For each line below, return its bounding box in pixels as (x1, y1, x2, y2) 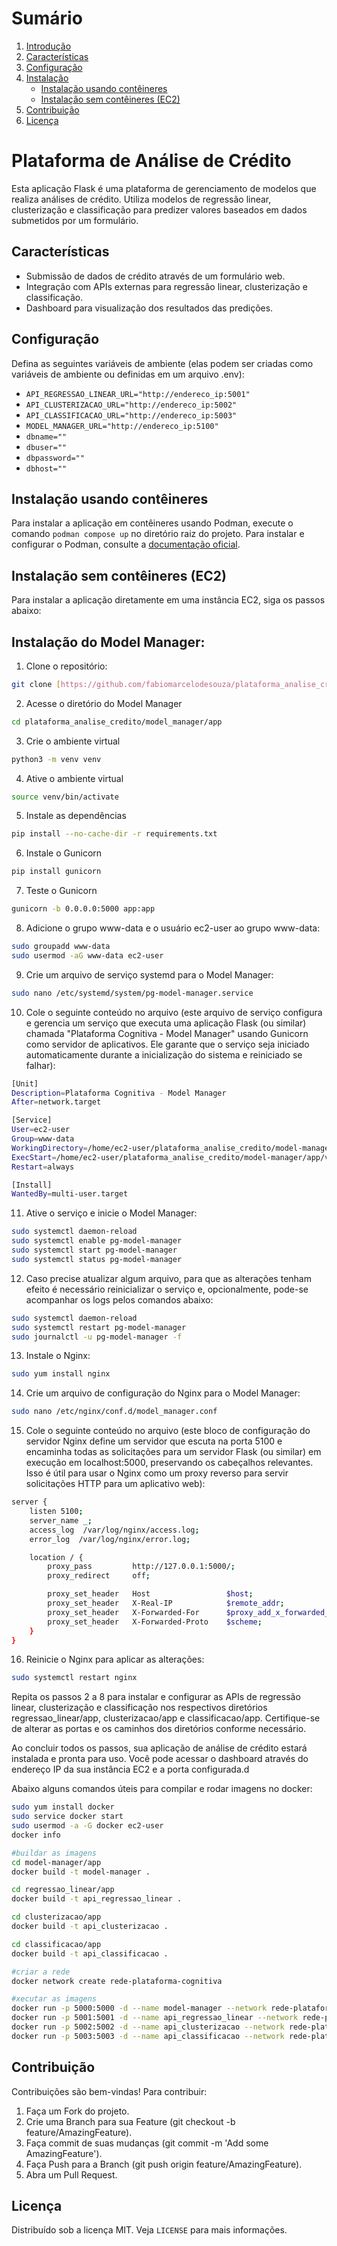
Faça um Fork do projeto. (25, 2105, 130, 2117)
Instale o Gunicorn (25, 847, 103, 859)
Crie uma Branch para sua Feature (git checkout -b (25, 2115, 236, 2127)
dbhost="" (25, 463, 68, 474)
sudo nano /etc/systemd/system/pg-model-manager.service (11, 988, 254, 998)
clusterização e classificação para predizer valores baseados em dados (11, 203, 308, 216)
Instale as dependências (25, 810, 127, 822)
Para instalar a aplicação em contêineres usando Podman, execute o (11, 517, 294, 529)
